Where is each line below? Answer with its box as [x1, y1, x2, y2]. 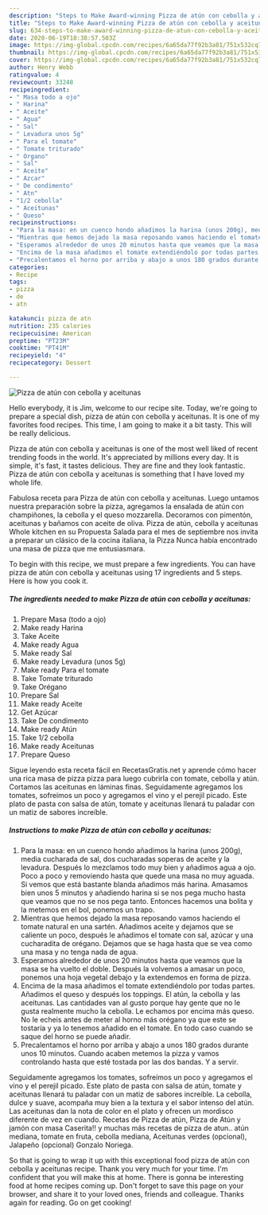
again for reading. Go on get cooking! [9, 1197, 132, 1207]
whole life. [9, 477, 43, 487]
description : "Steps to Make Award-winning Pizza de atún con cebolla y [9, 11, 255, 20]
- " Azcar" [9, 174, 45, 183]
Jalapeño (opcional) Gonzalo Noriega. [9, 1139, 134, 1150]
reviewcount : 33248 [9, 78, 74, 86]
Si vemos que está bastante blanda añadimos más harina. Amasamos [20, 879, 249, 889]
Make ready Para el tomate [20, 665, 110, 675]
